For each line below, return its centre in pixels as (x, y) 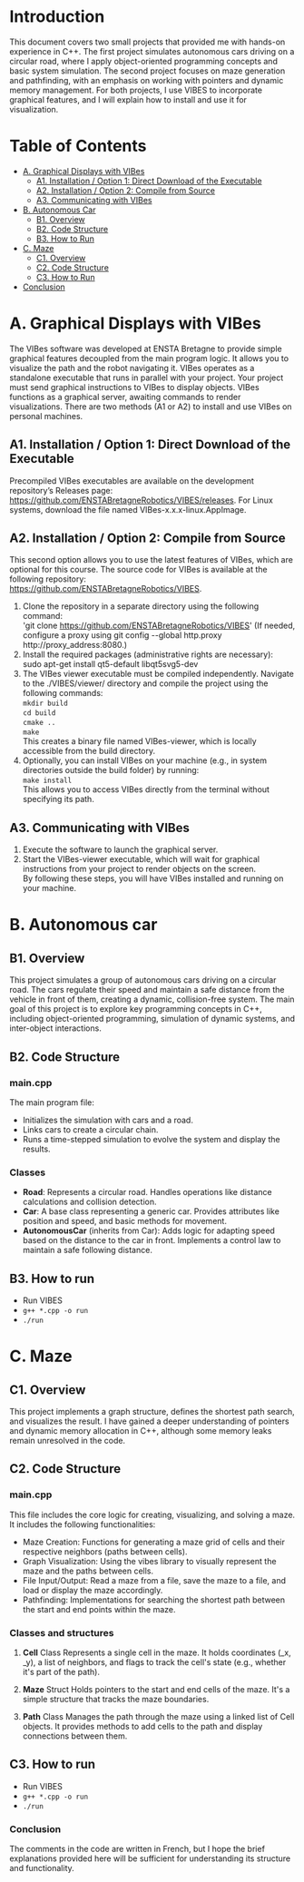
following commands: (63, 693)
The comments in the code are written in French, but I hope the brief (137, 1849)
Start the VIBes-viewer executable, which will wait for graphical (141, 859)
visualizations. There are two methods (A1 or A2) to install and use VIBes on (151, 407)
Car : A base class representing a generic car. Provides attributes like (151, 1211)
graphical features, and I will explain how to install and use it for (128, 99)
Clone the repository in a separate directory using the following (141, 606)
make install (47, 781)
